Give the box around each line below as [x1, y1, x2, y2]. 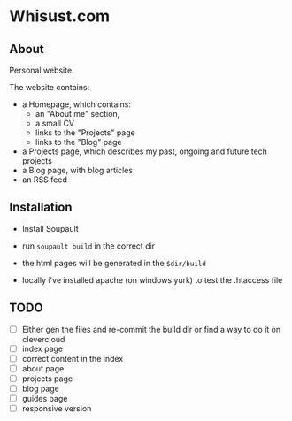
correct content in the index [21, 353, 124, 364]
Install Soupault [21, 223, 80, 233]
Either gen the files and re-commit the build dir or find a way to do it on [21, 324, 281, 334]
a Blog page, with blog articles [21, 165, 134, 175]
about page [21, 363, 65, 373]
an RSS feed [21, 174, 68, 185]
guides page [21, 394, 68, 403]
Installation [9, 200, 73, 215]
